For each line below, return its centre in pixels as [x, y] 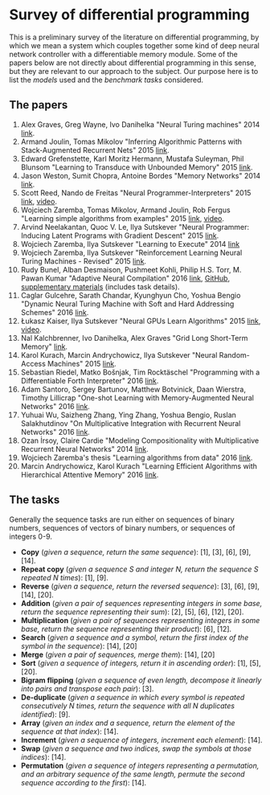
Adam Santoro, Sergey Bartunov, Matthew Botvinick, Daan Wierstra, [133, 389]
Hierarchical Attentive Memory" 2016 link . [90, 474]
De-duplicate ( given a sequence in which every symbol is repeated [133, 697]
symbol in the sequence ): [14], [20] [79, 645]
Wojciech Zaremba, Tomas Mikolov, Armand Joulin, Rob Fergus [126, 210]
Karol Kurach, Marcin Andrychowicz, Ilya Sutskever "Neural [119, 354]
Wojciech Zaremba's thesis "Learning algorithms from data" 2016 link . [137, 457]
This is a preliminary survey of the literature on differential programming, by [134, 37]
